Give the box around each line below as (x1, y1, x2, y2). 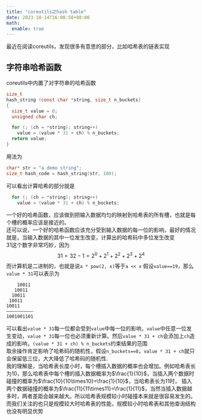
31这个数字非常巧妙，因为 (6, 241, 70, 249)
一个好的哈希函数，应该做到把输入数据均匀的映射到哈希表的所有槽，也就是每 (6, 211, 196, 218)
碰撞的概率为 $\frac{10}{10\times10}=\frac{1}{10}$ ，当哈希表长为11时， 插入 (6, 377, 192, 385)
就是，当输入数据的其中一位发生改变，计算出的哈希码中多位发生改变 (6, 234, 175, 241)
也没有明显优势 (6, 407, 43, 415)
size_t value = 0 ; (11, 108, 58, 114)
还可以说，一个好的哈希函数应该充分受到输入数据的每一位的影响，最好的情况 (6, 226, 196, 233)
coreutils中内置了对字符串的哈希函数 (6, 79, 96, 87)
